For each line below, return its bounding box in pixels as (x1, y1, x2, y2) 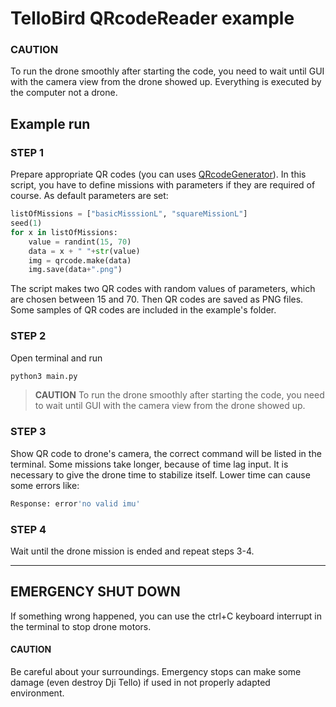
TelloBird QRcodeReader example (10, 7, 295, 30)
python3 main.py (10, 371, 78, 381)
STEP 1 (10, 145, 44, 159)
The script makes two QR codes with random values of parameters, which (10, 283, 316, 295)
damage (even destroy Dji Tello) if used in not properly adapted (10, 676, 271, 688)
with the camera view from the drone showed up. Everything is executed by (10, 76, 322, 88)
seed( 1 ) (10, 218, 43, 229)
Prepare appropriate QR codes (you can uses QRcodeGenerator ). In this (10, 168, 307, 181)
